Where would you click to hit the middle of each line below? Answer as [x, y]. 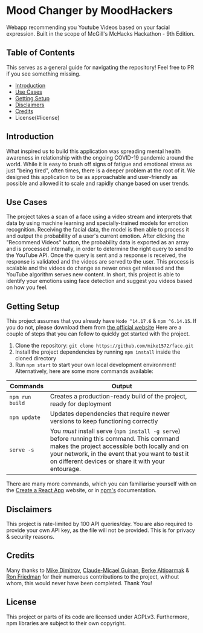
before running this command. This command [114, 439]
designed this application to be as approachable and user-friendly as [92, 177]
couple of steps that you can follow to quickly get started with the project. [98, 334]
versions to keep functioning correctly [104, 421]
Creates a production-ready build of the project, [118, 397]
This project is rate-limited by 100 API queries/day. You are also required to [100, 524]
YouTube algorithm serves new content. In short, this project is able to [93, 274]
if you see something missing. [43, 74]
